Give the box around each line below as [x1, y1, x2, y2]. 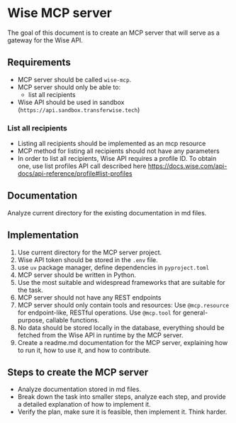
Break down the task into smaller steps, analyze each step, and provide [17, 393, 226, 401]
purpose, [17, 315, 45, 324]
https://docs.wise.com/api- [147, 162, 227, 171]
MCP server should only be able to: [17, 83, 121, 91]
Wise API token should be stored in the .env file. [17, 255, 158, 264]
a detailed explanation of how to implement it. [17, 400, 151, 409]
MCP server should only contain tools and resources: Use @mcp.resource [17, 300, 229, 309]
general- [182, 308, 208, 317]
